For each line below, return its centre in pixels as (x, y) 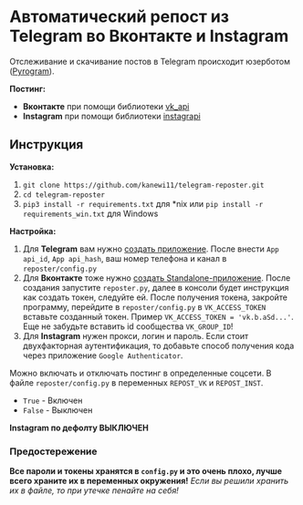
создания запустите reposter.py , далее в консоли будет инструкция (156, 287)
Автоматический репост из (120, 17)
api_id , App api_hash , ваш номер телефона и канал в (125, 258)
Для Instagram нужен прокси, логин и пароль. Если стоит (136, 335)
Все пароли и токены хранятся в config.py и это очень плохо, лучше (146, 471)
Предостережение (53, 451)
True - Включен (52, 400)
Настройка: (33, 231)
